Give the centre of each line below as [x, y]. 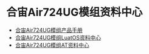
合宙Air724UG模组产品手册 [49, 30]
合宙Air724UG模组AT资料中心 [52, 45]
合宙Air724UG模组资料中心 [74, 12]
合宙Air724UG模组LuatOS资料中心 [58, 37]
